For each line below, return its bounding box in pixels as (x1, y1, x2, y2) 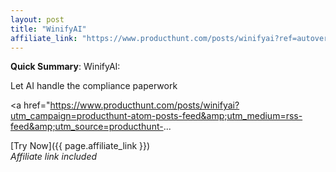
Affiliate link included (10, 151, 98, 163)
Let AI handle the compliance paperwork (10, 80, 178, 92)
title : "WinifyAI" (10, 24, 87, 34)
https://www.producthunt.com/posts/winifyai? (49, 99, 240, 111)
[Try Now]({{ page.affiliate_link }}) (10, 140, 151, 152)
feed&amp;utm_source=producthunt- (10, 121, 164, 133)
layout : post (10, 14, 65, 25)
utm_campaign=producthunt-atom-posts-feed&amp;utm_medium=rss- (10, 110, 303, 122)
